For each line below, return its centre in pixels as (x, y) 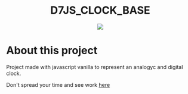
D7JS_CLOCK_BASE (100, 10)
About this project (52, 51)
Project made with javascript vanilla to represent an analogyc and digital (95, 67)
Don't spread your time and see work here (58, 84)
